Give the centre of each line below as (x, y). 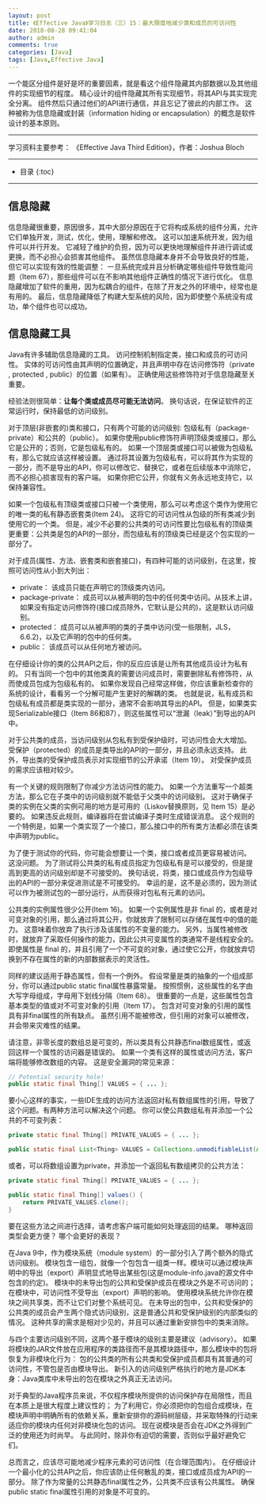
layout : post (30, 15)
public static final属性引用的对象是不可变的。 (81, 1491)
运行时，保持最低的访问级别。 (63, 411)
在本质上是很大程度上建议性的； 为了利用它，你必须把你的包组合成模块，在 (131, 1405)
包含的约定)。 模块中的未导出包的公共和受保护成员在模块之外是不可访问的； (132, 1282)
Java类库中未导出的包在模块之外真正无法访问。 (99, 1378)
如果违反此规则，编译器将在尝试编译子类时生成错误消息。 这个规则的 (142, 816)
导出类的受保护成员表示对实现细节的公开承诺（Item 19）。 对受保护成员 (137, 760)
